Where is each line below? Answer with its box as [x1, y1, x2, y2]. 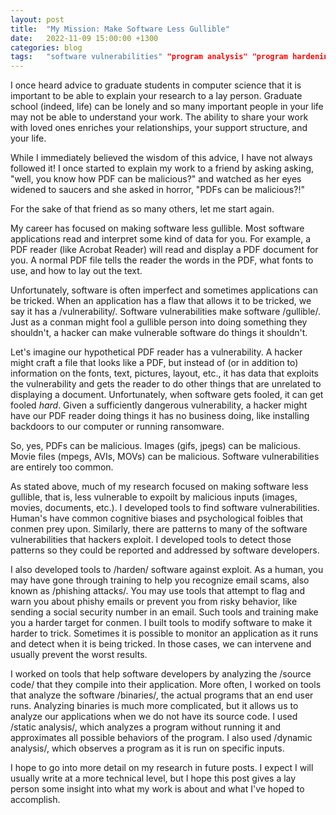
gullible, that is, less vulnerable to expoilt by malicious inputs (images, [10, 491, 298, 503]
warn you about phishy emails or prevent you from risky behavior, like [10, 596, 298, 608]
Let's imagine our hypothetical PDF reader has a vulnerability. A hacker [10, 346, 303, 358]
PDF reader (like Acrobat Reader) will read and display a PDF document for [10, 244, 319, 256]
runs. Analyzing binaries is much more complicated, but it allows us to [10, 700, 299, 712]
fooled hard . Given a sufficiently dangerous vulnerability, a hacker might [10, 399, 308, 411]
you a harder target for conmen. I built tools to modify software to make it [10, 617, 313, 629]
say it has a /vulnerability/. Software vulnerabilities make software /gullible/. [10, 306, 321, 318]
